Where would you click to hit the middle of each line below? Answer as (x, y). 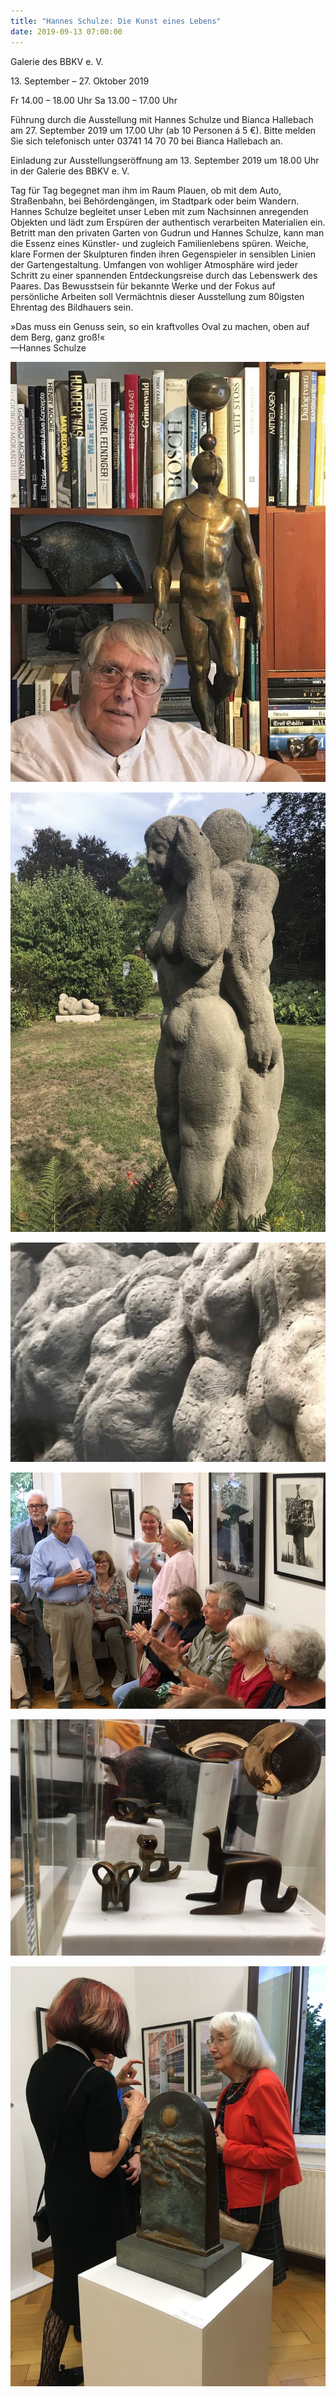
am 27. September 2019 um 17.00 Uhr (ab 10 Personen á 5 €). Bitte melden (163, 130)
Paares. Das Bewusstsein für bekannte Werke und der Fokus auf (143, 286)
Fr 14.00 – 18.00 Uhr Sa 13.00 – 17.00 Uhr (94, 100)
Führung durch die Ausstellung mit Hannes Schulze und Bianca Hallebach (162, 119)
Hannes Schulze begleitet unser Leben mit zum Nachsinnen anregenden (159, 211)
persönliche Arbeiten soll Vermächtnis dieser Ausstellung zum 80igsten (157, 296)
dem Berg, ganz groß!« (58, 337)
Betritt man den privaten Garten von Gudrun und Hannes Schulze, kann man (167, 232)
